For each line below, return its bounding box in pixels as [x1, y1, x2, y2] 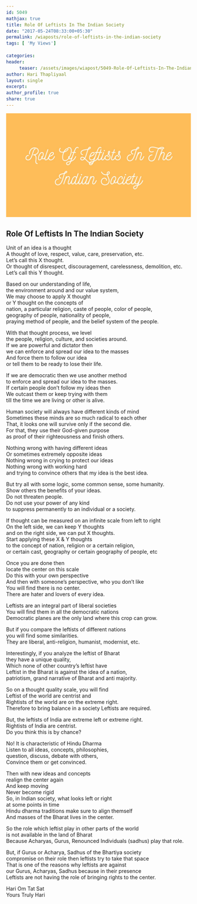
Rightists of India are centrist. [6, 722, 77, 730]
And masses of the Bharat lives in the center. [6, 814, 114, 821]
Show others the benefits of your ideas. [6, 487, 101, 494]
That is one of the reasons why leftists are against [6, 861, 127, 868]
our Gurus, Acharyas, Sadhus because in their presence [6, 868, 142, 875]
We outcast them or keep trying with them [6, 391, 108, 398]
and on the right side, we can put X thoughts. [6, 530, 116, 537]
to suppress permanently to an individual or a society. [6, 506, 136, 513]
